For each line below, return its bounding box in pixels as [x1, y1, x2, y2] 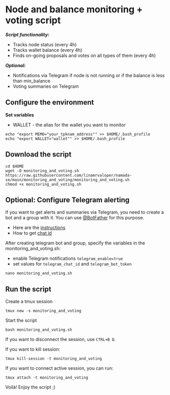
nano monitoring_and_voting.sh [5, 271, 72, 276]
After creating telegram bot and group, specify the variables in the [5, 240, 145, 246]
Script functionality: [5, 31, 50, 37]
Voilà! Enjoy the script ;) [5, 384, 55, 390]
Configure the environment [5, 98, 94, 107]
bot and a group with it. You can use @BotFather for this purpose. [5, 215, 144, 221]
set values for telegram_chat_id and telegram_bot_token [12, 261, 132, 267]
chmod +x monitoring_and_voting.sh [5, 181, 82, 187]
